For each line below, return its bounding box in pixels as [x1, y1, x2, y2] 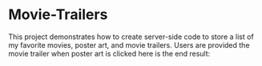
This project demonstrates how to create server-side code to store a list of [8, 32, 254, 41]
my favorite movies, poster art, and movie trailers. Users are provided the [8, 40, 250, 49]
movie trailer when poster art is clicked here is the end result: [8, 49, 211, 58]
